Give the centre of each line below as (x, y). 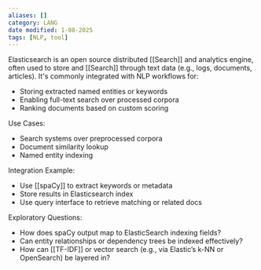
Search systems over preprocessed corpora (91, 139)
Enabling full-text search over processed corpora (99, 100)
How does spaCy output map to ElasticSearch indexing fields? (120, 233)
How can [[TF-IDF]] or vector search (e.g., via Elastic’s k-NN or (121, 250)
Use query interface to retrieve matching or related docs (111, 202)
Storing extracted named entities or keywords (94, 92)
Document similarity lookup (64, 147)
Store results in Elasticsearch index (76, 194)
